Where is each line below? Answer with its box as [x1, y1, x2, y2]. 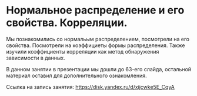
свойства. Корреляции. [6, 16, 128, 29]
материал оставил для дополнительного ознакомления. [6, 72, 147, 79]
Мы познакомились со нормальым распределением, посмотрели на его [6, 35, 190, 42]
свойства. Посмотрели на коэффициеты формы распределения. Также [6, 42, 185, 49]
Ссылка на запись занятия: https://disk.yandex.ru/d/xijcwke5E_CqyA [6, 83, 175, 90]
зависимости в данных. [6, 54, 66, 61]
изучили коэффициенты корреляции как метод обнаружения [6, 48, 159, 55]
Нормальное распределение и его [6, 4, 185, 17]
